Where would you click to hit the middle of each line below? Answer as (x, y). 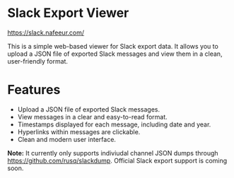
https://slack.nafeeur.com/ (46, 32)
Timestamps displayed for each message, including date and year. (114, 124)
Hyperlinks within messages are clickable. (79, 131)
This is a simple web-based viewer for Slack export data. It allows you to (113, 46)
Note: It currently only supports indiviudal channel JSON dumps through (113, 153)
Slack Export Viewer (68, 13)
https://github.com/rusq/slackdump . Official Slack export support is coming (117, 160)
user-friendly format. (38, 61)
